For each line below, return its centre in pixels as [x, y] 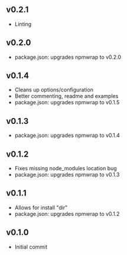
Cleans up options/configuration [54, 90]
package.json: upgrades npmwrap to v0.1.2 [67, 213]
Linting [23, 24]
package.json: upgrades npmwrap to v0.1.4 [67, 135]
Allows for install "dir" [41, 208]
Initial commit [31, 247]
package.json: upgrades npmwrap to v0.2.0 [68, 57]
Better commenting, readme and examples [66, 96]
